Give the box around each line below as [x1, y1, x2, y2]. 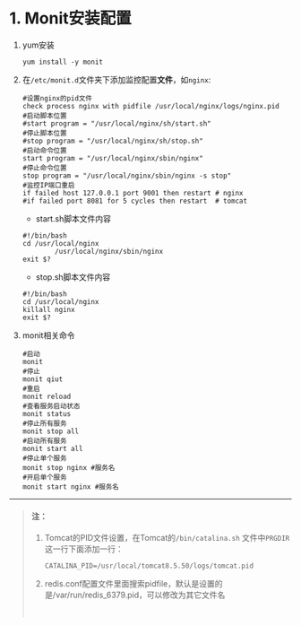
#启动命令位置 [21, 145, 67, 155]
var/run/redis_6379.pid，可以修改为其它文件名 [55, 589, 226, 601]
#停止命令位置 [21, 163, 67, 172]
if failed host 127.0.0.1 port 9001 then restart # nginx [21, 188, 244, 197]
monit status [21, 409, 72, 418]
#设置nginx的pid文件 [21, 93, 92, 103]
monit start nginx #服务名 [21, 482, 119, 491]
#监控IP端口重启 [21, 180, 75, 189]
